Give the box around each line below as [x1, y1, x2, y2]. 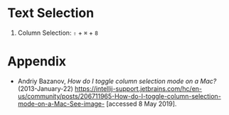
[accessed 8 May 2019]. [106, 99, 177, 108]
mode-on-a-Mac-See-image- [17, 99, 105, 108]
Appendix [7, 53, 66, 70]
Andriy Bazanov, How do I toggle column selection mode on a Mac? [17, 77, 217, 85]
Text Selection [7, 5, 95, 21]
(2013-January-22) [17, 84, 73, 93]
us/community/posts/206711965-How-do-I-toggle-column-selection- [17, 92, 222, 100]
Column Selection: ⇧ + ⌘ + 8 [17, 28, 98, 37]
